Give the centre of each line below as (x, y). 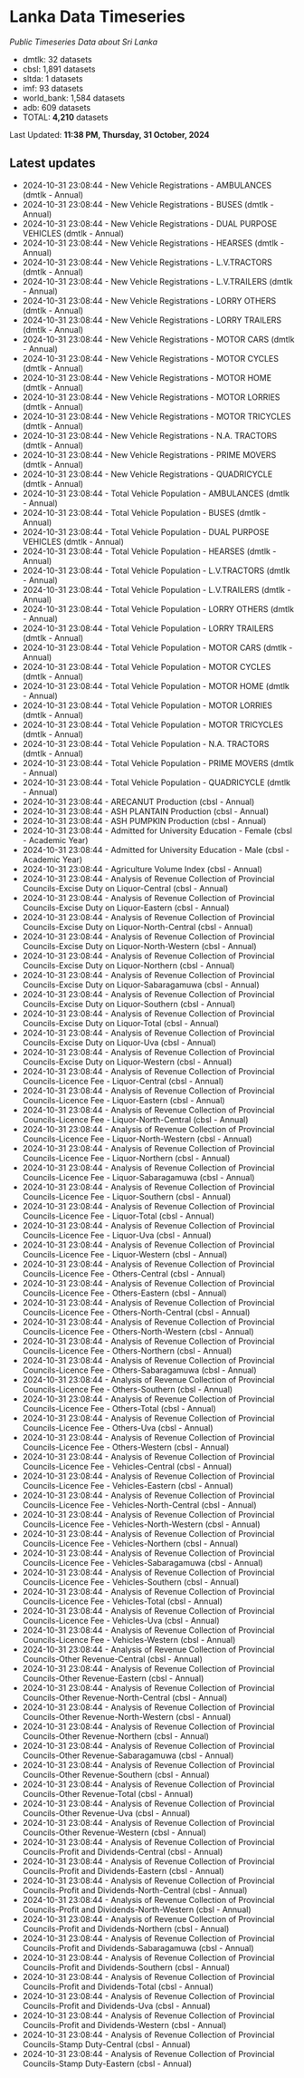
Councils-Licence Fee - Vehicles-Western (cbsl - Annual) (129, 1639)
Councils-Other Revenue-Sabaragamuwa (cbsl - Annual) (128, 1755)
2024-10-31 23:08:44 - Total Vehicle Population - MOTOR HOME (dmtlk (156, 685)
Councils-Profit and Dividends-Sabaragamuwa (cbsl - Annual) (138, 1947)
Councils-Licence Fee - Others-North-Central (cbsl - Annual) (136, 1312)
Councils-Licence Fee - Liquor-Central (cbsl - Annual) (123, 1081)
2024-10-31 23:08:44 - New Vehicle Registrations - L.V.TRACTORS (147, 262)
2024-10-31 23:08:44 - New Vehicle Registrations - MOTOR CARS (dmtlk (158, 339)
